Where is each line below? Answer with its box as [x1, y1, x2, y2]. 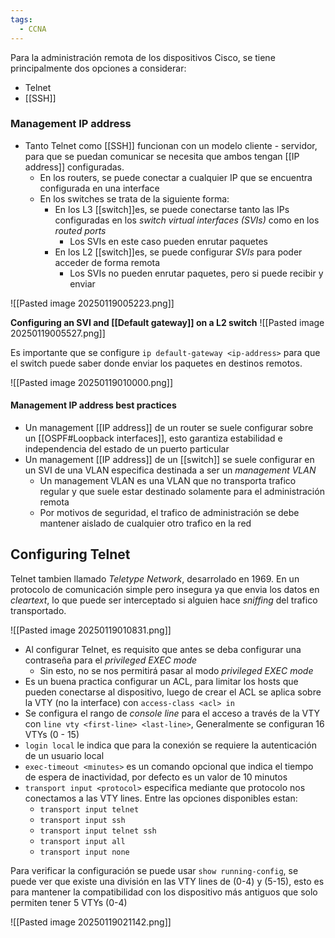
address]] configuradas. [24, 161, 125, 173]
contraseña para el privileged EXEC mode [24, 654, 198, 666]
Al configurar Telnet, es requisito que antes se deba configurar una [24, 643, 302, 655]
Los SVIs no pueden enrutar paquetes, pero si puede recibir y [69, 267, 324, 279]
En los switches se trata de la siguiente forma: [39, 192, 230, 205]
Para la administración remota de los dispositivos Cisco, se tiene [10, 51, 276, 63]
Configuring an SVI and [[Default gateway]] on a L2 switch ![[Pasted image [10, 316, 325, 328]
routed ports [54, 224, 107, 236]
